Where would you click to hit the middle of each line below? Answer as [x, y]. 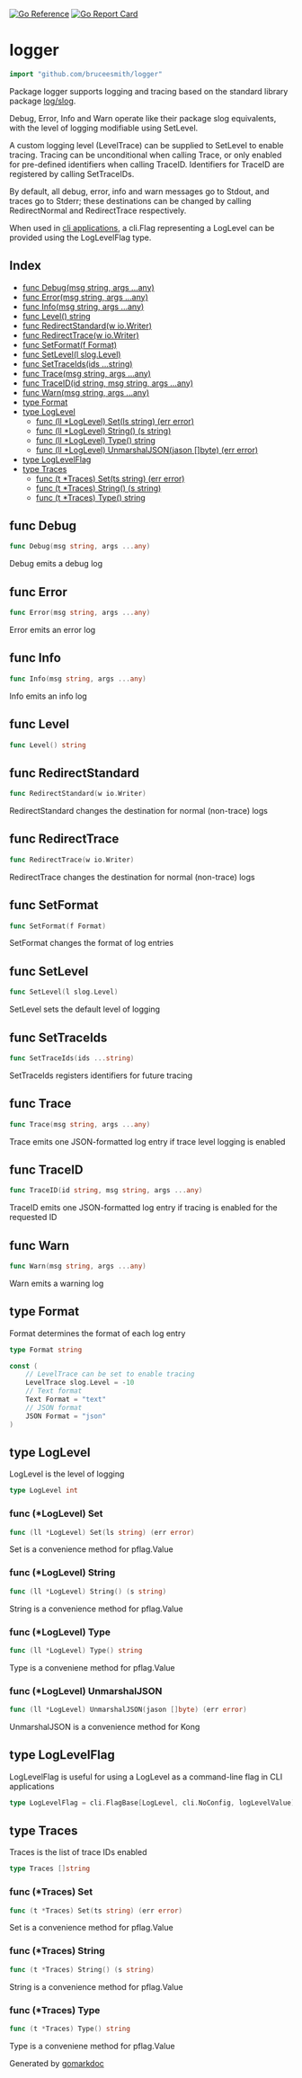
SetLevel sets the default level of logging [84, 1009]
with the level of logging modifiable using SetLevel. [104, 128]
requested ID [33, 1217]
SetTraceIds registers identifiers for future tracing [101, 1075]
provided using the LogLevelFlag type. [80, 237]
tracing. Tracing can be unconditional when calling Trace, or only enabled [146, 155]
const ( [24, 1366]
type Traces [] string [50, 1869]
